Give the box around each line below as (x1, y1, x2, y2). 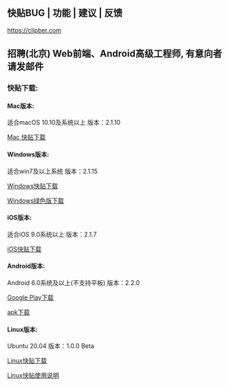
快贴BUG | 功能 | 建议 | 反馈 (7, 7, 123, 19)
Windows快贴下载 (7, 181, 59, 190)
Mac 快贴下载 (7, 133, 46, 141)
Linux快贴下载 (7, 356, 47, 365)
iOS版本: (7, 214, 33, 222)
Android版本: (7, 262, 46, 270)
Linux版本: (7, 325, 38, 333)
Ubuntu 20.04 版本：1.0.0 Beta (7, 342, 95, 350)
